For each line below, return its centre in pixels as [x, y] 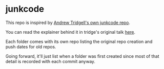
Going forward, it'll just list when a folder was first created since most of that [82, 56]
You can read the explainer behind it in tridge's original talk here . [71, 32]
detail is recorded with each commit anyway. [51, 61]
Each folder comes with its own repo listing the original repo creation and [79, 41]
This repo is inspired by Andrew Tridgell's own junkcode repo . [68, 23]
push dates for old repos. [31, 46]
